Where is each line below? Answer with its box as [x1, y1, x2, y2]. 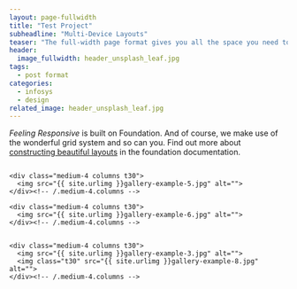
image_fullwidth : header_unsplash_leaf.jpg [17, 54, 179, 63]
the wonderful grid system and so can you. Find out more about [9, 137, 241, 148]
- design [17, 95, 49, 105]
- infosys [17, 87, 53, 96]
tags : [9, 63, 29, 72]
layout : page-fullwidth [9, 12, 97, 22]
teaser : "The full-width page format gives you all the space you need [9, 37, 278, 47]
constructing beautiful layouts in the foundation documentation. [9, 147, 241, 158]
